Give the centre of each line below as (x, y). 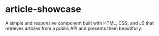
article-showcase (43, 9)
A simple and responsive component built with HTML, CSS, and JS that (80, 23)
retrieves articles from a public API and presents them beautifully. (74, 28)
